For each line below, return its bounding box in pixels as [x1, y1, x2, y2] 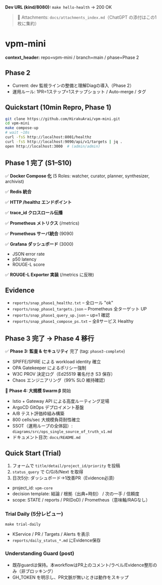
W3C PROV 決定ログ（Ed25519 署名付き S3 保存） [12, 371, 116, 377]
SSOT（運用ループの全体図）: [12, 423, 73, 429]
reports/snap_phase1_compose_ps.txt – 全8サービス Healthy [12, 318, 134, 324]
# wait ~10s [5, 130, 30, 135]
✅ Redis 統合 [5, 189, 32, 195]
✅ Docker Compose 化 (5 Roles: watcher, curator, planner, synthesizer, [5, 173, 150, 179]
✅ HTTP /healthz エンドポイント [5, 199, 72, 205]
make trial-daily [5, 522, 41, 527]
